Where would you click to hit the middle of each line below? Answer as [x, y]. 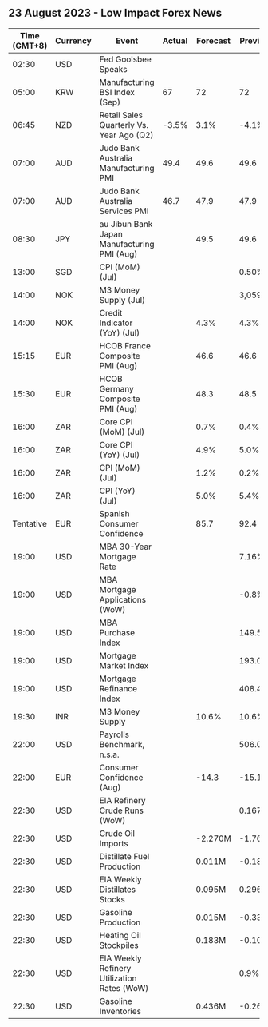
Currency [73, 41]
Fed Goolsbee [125, 59]
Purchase [117, 632]
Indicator [116, 323]
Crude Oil [117, 833]
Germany [116, 388]
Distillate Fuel [124, 856]
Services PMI [124, 211]
